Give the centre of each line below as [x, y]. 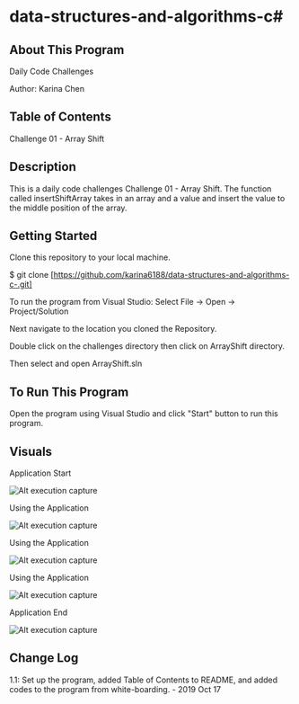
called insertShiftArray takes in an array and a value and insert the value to [147, 198]
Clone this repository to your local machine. [90, 257]
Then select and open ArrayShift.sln [76, 364]
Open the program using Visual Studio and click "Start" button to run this [144, 414]
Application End [39, 612]
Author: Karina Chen [47, 89]
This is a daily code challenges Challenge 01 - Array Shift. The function [141, 188]
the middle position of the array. [68, 208]
